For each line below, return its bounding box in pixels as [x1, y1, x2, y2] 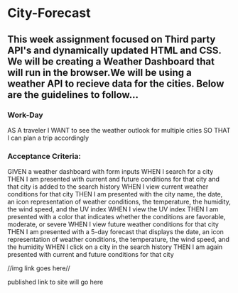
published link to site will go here [7, 278, 104, 287]
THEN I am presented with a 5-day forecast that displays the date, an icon [7, 228, 224, 236]
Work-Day [7, 110, 44, 120]
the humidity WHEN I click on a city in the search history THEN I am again [7, 243, 223, 251]
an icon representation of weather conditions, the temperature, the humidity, [7, 197, 231, 206]
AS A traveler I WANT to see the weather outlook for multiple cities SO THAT [7, 126, 231, 134]
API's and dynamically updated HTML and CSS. [7, 44, 222, 56]
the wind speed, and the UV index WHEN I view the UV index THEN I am [7, 205, 219, 214]
